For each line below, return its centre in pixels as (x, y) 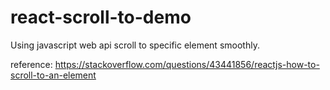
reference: (31, 64)
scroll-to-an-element (53, 75)
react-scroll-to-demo (101, 17)
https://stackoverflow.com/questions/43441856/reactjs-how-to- (187, 64)
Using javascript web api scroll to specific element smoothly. (135, 45)
